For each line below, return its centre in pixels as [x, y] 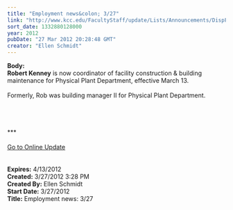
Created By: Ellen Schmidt [45, 184]
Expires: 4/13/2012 [34, 169]
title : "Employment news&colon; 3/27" [63, 14]
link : [15, 20]
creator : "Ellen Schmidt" [44, 46]
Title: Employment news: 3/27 [50, 199]
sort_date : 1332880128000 [44, 26]
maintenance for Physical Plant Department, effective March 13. [98, 80]
